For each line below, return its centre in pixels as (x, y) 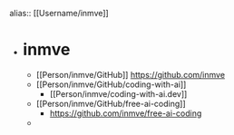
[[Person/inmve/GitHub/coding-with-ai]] (111, 84)
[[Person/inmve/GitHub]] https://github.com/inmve (130, 74)
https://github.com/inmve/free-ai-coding (126, 113)
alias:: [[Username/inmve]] (59, 13)
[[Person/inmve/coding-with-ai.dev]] (118, 93)
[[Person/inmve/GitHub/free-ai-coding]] (111, 103)
